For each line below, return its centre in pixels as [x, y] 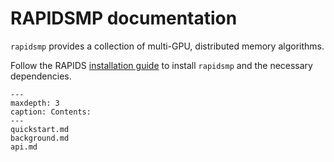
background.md [40, 138]
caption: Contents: [51, 112]
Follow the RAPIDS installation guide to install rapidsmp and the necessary [161, 65]
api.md [24, 147]
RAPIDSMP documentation [124, 18]
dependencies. [41, 76]
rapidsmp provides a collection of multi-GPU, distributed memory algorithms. [167, 46]
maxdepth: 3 [35, 103]
